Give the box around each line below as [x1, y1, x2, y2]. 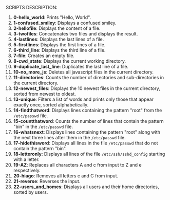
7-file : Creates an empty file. [13, 52, 75, 59]
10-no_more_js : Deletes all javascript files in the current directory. [13, 69, 154, 75]
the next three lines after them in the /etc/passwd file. [13, 135, 126, 140]
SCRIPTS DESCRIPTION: [6, 5, 58, 10]
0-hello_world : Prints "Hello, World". [13, 14, 91, 20]
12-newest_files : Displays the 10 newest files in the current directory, [13, 85, 161, 92]
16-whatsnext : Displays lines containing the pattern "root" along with [13, 129, 161, 135]
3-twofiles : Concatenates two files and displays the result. [13, 31, 138, 37]
